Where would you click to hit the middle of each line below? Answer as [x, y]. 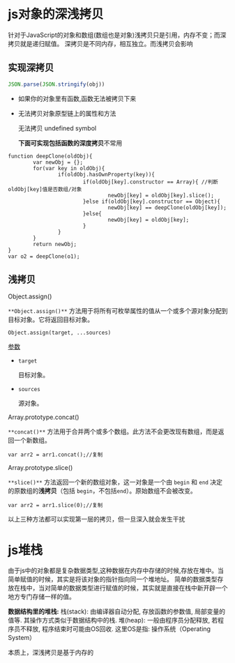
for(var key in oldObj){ [69, 168]
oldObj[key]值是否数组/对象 [45, 189]
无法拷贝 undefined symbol [57, 128]
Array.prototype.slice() [40, 468]
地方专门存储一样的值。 [41, 597]
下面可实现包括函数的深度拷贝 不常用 [70, 143]
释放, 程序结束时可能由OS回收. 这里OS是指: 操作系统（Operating [119, 629]
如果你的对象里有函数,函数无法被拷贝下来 [77, 98]
